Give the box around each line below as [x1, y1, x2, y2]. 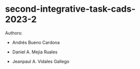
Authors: [5, 30, 23, 36]
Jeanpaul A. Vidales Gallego [12, 58, 70, 64]
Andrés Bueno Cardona [12, 39, 60, 45]
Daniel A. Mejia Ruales [12, 49, 58, 55]
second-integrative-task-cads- [5, 3, 136, 15]
